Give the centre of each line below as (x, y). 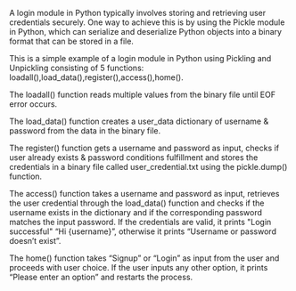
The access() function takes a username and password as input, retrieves (144, 194)
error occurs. (33, 104)
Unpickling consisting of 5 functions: (77, 68)
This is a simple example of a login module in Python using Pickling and (140, 58)
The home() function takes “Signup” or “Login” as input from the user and (144, 258)
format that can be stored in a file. (71, 41)
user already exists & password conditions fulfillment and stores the (134, 158)
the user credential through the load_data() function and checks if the (137, 203)
